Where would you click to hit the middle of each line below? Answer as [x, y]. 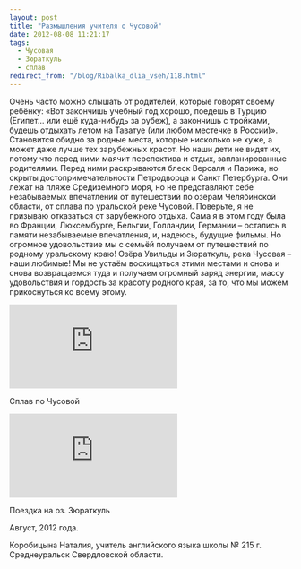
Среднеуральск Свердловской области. [86, 554]
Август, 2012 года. [44, 527]
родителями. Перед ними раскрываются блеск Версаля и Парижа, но [144, 168]
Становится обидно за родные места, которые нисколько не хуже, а [141, 139]
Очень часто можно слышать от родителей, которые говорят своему [142, 101]
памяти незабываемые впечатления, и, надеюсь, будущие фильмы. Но [146, 235]
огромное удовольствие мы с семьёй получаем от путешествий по [139, 244]
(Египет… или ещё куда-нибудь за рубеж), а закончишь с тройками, [140, 120]
